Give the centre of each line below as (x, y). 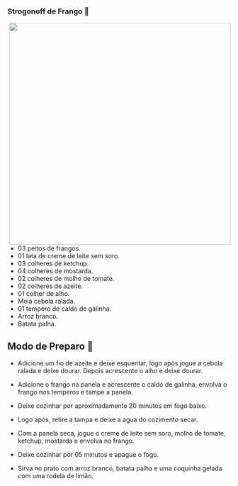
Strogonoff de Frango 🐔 (49, 11)
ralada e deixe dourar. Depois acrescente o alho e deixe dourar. (110, 371)
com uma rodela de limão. (56, 476)
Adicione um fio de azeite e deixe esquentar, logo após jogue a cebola (120, 363)
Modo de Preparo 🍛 (50, 346)
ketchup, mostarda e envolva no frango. (76, 441)
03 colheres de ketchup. (53, 264)
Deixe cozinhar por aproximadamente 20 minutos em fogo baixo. (112, 406)
